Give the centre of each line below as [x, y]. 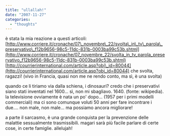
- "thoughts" [24, 24]
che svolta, [142, 71]
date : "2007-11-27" [26, 15]
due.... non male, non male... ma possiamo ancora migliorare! [69, 108]
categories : [18, 19]
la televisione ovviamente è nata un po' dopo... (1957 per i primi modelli [79, 97]
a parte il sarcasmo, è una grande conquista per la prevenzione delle [77, 118]
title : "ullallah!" [26, 10]
